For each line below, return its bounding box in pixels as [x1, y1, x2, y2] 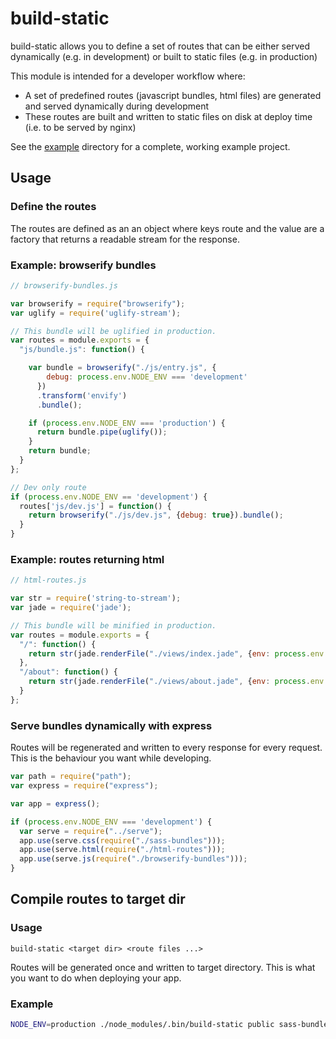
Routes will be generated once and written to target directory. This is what [10, 961, 316, 973]
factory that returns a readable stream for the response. [10, 233, 240, 245]
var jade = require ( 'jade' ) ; [10, 603, 132, 613]
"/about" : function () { [19, 667, 118, 677]
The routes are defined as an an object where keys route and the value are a [10, 222, 325, 234]
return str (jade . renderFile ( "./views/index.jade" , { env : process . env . [28, 648, 329, 659]
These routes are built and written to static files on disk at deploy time [24, 110, 313, 122]
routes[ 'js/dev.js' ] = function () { [19, 501, 172, 511]
